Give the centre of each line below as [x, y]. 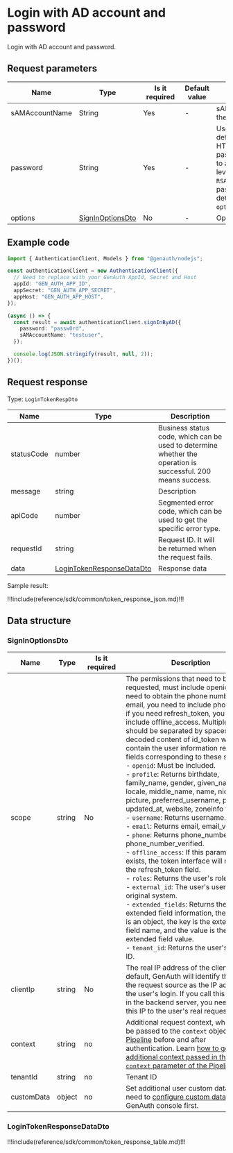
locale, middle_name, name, [171, 791]
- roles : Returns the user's [170, 878]
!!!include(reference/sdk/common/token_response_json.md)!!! [96, 599]
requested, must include [165, 687]
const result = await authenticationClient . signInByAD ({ [97, 322]
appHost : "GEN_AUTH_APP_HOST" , [59, 296]
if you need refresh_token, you [175, 714]
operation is [178, 462]
